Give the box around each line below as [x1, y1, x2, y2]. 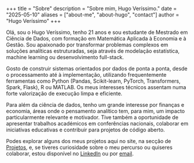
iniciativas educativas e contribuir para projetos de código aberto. [6, 126, 165, 133]
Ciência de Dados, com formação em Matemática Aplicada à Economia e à [6, 35, 186, 42]
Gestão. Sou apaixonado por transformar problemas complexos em [6, 41, 169, 48]
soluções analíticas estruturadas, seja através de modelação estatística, [6, 47, 180, 55]
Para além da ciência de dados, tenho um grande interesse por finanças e [6, 101, 185, 108]
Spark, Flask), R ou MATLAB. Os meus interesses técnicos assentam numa [6, 84, 186, 90]
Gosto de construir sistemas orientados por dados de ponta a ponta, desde [6, 65, 188, 72]
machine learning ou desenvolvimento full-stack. [6, 54, 124, 60]
